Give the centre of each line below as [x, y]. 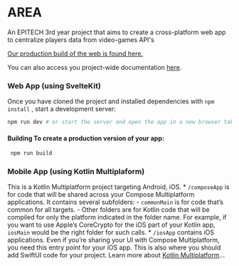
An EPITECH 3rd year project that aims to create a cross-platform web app [117, 32]
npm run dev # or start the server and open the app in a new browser [114, 122]
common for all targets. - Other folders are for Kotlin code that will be [108, 210]
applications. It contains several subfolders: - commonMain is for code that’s [116, 202]
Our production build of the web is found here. [75, 53]
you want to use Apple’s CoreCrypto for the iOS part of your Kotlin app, [111, 225]
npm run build [31, 153]
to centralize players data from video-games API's [81, 39]
